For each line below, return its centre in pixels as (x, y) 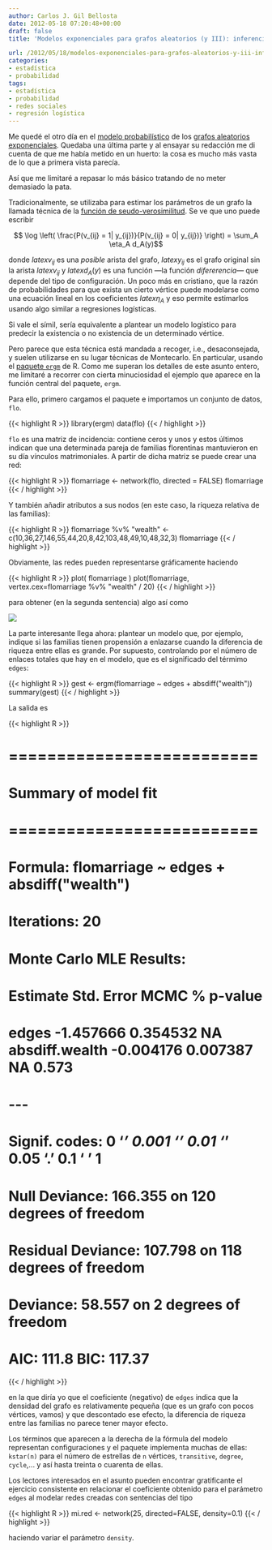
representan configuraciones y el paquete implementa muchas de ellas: (128, 1447)
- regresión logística (47, 114)
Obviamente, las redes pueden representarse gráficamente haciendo (123, 562)
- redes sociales (38, 106)
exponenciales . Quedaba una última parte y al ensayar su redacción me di (132, 145)
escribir (21, 220)
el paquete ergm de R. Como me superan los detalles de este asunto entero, (134, 366)
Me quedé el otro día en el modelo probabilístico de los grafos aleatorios (129, 137)
